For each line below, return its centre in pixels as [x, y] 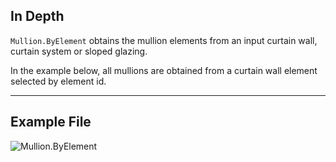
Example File [51, 122]
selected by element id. [58, 81]
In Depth [37, 16]
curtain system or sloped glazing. [79, 51]
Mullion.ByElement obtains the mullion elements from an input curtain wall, [164, 40]
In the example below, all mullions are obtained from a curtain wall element [164, 70]
